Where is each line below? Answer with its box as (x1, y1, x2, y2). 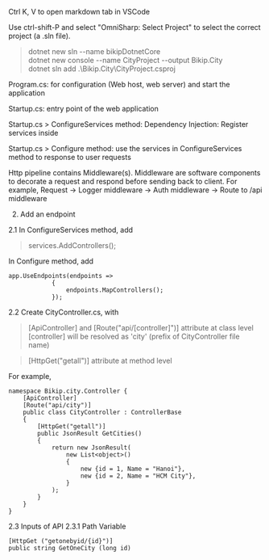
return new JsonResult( (51, 444, 131, 452)
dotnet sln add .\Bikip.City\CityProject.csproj (27, 64, 176, 74)
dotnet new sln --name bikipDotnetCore (27, 47, 161, 56)
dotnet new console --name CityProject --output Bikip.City (27, 56, 223, 65)
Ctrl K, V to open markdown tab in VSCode (8, 7, 151, 16)
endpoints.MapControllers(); (65, 286, 163, 294)
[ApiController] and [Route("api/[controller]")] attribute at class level (27, 323, 254, 332)
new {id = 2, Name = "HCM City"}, (80, 472, 197, 480)
